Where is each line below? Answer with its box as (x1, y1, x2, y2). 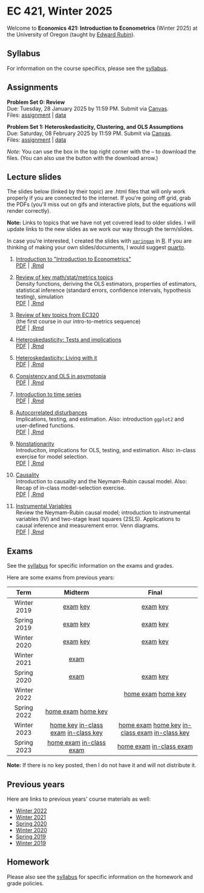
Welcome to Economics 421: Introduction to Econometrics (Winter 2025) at (7, 24, 198, 32)
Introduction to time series (15, 391, 82, 398)
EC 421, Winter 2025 (7, 4, 113, 18)
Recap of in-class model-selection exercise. (15, 484, 126, 492)
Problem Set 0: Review (7, 98, 65, 106)
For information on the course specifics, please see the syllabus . (7, 64, 168, 72)
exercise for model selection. (15, 453, 88, 460)
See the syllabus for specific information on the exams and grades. (7, 562, 174, 570)
